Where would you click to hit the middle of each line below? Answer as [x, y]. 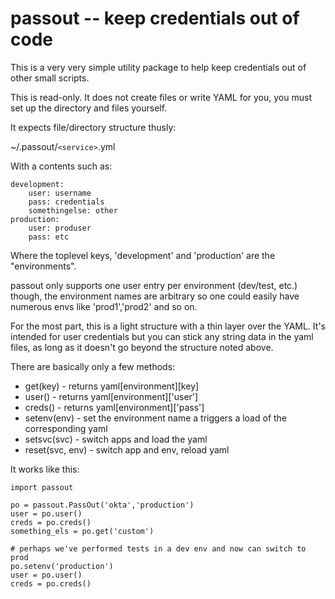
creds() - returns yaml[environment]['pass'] [114, 407]
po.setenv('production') [62, 566]
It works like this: [45, 469]
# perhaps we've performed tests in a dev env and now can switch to [158, 548]
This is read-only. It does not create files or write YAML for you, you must [161, 97]
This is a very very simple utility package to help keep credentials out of [158, 67]
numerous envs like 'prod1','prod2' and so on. [104, 306]
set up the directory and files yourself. [89, 108]
